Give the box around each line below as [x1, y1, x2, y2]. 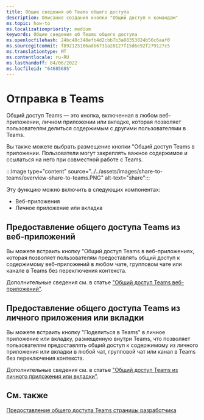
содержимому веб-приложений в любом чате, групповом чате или [6, 261, 183, 268]
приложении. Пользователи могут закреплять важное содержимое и [6, 150, 188, 157]
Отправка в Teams [6, 92, 105, 105]
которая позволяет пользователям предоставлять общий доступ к [6, 254, 180, 262]
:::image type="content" [6, 168, 67, 175]
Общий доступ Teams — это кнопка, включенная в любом [6, 112, 158, 119]
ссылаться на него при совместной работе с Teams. [6, 156, 143, 163]
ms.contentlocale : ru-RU [6, 54, 69, 60]
